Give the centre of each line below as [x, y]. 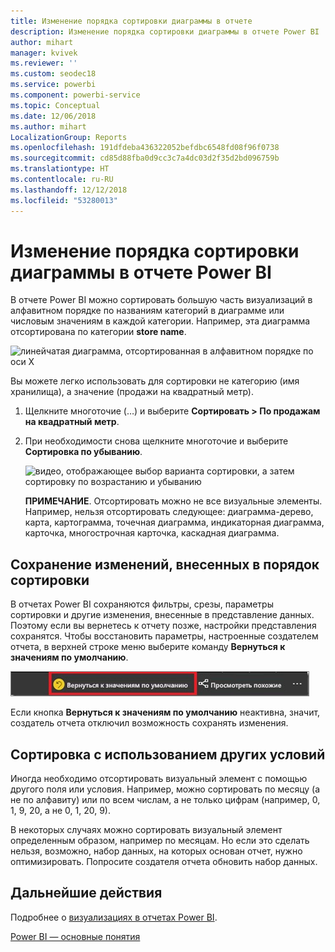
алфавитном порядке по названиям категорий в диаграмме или [147, 311]
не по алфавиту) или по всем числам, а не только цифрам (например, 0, [165, 800]
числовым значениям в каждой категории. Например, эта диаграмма [160, 321]
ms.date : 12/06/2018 [53, 116]
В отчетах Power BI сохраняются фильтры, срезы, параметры [142, 604]
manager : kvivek [44, 53]
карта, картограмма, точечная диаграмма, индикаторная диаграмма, [174, 522]
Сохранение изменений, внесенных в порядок [165, 564]
